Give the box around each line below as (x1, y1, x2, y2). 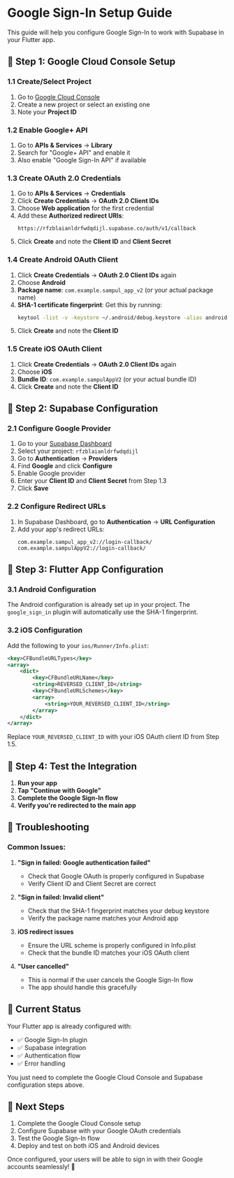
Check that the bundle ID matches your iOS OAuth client (27, 948, 190, 957)
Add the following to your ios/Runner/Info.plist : (7, 641, 149, 650)
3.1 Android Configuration (7, 584, 96, 594)
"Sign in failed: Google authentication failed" (17, 858, 151, 867)
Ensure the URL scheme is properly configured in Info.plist (27, 941, 196, 949)
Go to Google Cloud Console (17, 92, 100, 101)
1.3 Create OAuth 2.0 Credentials (7, 173, 122, 183)
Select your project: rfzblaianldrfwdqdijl (17, 447, 138, 456)
